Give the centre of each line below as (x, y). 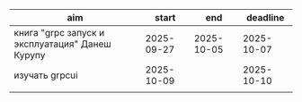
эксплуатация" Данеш (62, 44)
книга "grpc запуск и (59, 33)
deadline (266, 17)
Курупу (30, 55)
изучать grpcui (46, 75)
